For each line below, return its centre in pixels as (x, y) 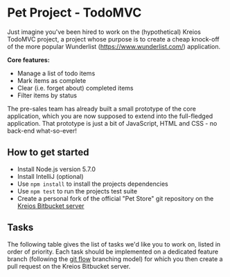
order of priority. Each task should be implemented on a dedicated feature (113, 251)
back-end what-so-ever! (42, 131)
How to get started (48, 152)
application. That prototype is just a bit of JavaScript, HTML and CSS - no (112, 123)
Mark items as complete (52, 80)
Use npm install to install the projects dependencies (92, 184)
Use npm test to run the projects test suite (77, 191)
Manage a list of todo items (56, 73)
